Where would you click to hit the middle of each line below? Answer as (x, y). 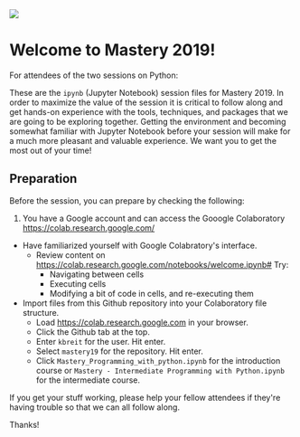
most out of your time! (51, 150)
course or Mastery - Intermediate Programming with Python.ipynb (160, 370)
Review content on (70, 255)
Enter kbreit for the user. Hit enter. (101, 341)
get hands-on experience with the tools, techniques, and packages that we (149, 111)
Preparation (43, 179)
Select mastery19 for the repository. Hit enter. (119, 351)
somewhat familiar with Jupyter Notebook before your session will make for (150, 131)
